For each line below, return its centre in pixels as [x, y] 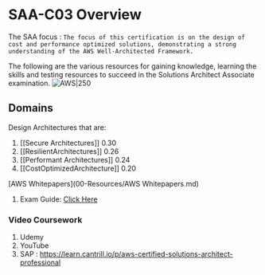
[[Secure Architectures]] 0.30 [68, 143]
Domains [31, 108]
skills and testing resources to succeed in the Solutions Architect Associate [131, 74]
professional [40, 263]
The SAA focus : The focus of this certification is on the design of [127, 37]
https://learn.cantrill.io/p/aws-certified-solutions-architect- [136, 254]
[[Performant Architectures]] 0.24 [75, 159]
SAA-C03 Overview [75, 15]
